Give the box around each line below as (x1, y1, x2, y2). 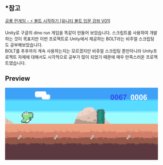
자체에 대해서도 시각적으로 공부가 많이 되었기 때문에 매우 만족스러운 (17, 54, 145, 60)
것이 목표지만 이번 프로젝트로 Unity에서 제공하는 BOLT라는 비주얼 (14, 35, 138, 42)
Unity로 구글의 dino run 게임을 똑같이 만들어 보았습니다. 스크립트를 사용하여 (5, 30, 149, 35)
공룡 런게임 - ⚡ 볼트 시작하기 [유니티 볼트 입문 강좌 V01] (5, 18, 111, 24)
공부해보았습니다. (10, 42, 43, 48)
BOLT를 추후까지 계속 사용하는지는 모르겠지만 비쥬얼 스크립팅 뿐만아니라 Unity (5, 48, 154, 54)
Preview (5, 74, 31, 83)
